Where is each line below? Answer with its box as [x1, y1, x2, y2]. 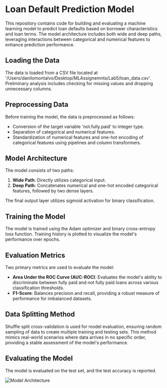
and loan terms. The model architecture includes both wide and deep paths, [5, 31, 162, 37]
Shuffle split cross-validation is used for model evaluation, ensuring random [5, 324, 162, 330]
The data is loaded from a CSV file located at [5, 70, 98, 76]
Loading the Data [5, 56, 60, 65]
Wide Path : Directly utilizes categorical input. [12, 177, 106, 183]
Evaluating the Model [5, 354, 73, 363]
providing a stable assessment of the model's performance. [5, 339, 129, 346]
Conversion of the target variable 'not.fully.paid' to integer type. [12, 123, 144, 130]
